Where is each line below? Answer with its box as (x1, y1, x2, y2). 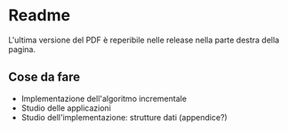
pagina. (8, 43, 36, 54)
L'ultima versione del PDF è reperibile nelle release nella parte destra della (8, 35, 280, 45)
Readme (8, 5, 71, 26)
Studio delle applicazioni (20, 103, 112, 113)
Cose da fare (8, 70, 81, 85)
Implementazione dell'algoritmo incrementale (20, 93, 188, 104)
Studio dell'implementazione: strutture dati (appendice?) (20, 112, 228, 122)
